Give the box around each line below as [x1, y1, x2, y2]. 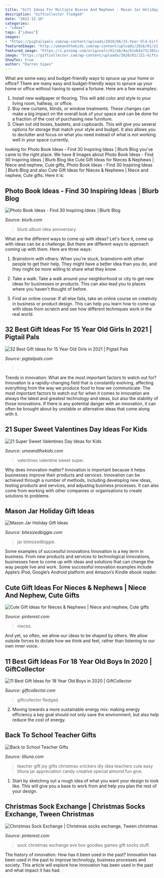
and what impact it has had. [5, 867, 61, 873]
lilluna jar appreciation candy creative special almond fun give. [17, 768, 143, 774]
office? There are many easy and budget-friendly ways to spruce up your [5, 80, 153, 86]
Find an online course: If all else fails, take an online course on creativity [12, 295, 158, 301]
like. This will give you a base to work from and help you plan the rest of [12, 783, 157, 789]
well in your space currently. [12, 137, 69, 143]
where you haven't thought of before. [12, 286, 88, 292]
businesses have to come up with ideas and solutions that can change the [5, 559, 154, 565]
